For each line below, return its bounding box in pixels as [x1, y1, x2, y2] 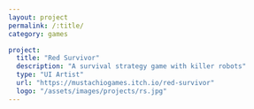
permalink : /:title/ [8, 21, 85, 30]
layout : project [8, 12, 68, 22]
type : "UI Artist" [16, 70, 85, 80]
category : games [8, 29, 68, 38]
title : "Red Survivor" [16, 54, 100, 63]
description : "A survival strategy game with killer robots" [16, 62, 247, 71]
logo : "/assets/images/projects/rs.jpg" [16, 86, 167, 96]
